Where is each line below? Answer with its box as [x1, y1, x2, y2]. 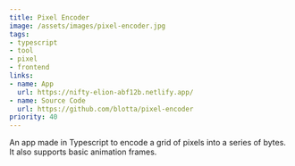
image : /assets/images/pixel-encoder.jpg [9, 21, 166, 30]
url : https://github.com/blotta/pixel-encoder [17, 104, 194, 113]
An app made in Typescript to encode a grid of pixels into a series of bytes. [9, 137, 286, 148]
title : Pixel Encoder [9, 12, 90, 22]
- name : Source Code [9, 95, 87, 105]
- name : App [9, 79, 54, 88]
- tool [9, 46, 34, 55]
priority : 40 [9, 112, 58, 121]
